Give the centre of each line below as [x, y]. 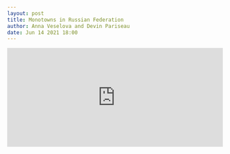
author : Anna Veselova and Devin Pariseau [68, 26]
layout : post [26, 13]
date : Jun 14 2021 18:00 [42, 32]
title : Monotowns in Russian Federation [66, 20]
